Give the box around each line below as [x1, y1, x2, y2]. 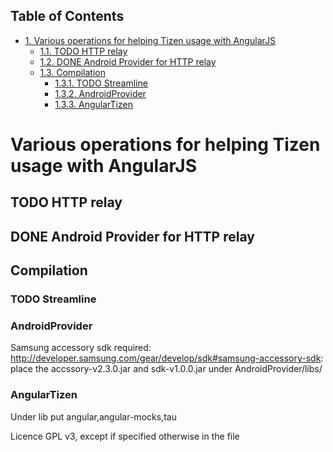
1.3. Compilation [39, 66, 106, 78]
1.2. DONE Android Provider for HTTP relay [39, 55, 217, 68]
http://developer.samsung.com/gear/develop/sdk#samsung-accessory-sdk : [10, 352, 324, 364]
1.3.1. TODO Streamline [54, 77, 148, 89]
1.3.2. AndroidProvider [54, 87, 147, 99]
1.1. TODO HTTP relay [39, 45, 128, 57]
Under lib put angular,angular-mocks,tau [10, 410, 177, 423]
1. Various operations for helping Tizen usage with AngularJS [24, 34, 276, 46]
